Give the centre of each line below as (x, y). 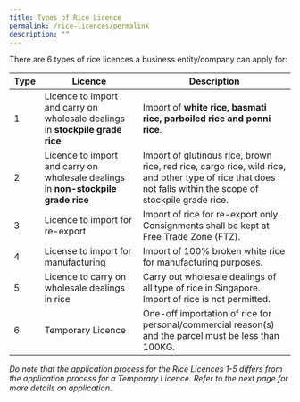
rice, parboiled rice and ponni (207, 119)
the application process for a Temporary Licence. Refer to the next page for (149, 379)
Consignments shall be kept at (206, 226)
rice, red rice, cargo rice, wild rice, (214, 167)
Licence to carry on (85, 277)
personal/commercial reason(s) (208, 324)
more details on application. (61, 388)
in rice (58, 299)
